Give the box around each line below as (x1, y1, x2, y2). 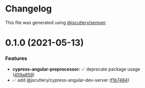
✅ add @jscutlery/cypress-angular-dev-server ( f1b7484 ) (12, 77, 129, 83)
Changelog (5, 3, 52, 14)
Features (5, 55, 27, 62)
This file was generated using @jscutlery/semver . (5, 19, 107, 25)
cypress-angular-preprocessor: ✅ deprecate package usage (12, 66, 140, 72)
